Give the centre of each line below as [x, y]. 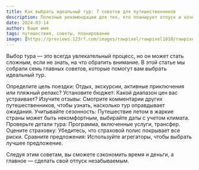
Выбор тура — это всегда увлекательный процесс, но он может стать [95, 56]
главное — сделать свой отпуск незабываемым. [68, 161]
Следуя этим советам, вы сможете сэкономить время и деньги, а [90, 154]
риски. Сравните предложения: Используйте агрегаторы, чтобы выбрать [99, 137]
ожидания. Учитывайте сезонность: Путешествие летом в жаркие [90, 111]
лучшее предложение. [35, 143]
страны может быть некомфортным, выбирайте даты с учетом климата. [98, 118]
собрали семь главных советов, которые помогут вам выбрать [86, 68]
